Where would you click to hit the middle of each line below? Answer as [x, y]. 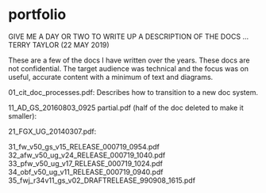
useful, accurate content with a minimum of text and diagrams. [111, 77]
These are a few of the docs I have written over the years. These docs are [129, 60]
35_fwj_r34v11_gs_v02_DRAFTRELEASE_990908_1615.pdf [102, 180]
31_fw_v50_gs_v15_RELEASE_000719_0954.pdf [84, 146]
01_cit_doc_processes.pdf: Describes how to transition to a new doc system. [133, 92]
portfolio [37, 15]
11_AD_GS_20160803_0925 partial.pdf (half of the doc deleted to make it [126, 108]
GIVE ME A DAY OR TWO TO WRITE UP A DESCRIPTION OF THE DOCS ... [128, 36]
